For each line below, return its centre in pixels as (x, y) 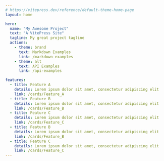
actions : (19, 43)
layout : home (19, 15)
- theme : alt (28, 61)
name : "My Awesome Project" (39, 28)
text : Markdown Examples (45, 52)
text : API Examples (39, 66)
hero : (11, 24)
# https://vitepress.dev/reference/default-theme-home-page (70, 10)
